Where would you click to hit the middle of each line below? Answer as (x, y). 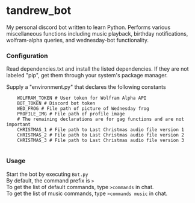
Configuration (27, 56)
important (19, 124)
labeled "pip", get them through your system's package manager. (87, 76)
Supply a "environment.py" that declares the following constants (86, 87)
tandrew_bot (39, 11)
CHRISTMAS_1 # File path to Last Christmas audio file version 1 (101, 130)
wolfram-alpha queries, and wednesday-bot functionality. (78, 40)
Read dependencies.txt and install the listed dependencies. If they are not (97, 69)
